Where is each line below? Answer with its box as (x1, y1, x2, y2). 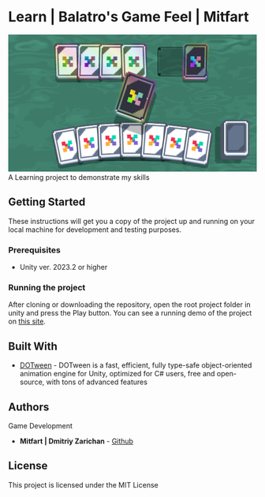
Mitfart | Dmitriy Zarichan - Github (19, 436, 134, 446)
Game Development (8, 421, 73, 431)
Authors (8, 400, 50, 413)
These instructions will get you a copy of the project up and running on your (8, 216, 255, 226)
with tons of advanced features (46, 377, 148, 387)
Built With (8, 339, 58, 353)
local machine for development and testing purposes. (8, 225, 182, 234)
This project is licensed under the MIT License (8, 480, 159, 489)
